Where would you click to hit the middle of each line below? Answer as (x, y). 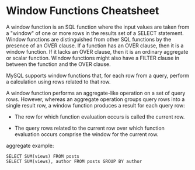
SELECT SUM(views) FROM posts (43, 156)
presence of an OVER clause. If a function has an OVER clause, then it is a (95, 46)
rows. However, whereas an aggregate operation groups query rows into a (95, 99)
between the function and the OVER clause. (58, 64)
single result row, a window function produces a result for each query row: (95, 105)
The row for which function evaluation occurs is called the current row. (100, 117)
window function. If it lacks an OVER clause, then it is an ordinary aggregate (97, 51)
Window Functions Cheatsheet (83, 11)
